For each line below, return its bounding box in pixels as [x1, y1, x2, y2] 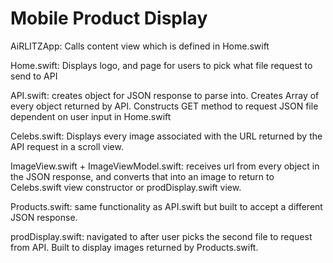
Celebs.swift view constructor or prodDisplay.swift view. [10, 181, 242, 193]
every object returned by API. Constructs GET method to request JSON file [10, 100, 319, 112]
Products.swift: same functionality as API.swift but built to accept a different [10, 200, 323, 212]
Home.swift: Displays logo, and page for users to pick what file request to [10, 59, 313, 71]
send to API [10, 70, 58, 82]
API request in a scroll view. [10, 140, 124, 152]
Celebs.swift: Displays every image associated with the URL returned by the [10, 130, 323, 142]
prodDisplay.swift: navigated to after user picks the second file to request [10, 230, 313, 242]
